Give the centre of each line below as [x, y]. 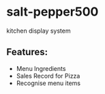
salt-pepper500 [52, 12]
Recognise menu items [48, 83]
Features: [27, 52]
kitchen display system [39, 31]
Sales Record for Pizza [48, 76]
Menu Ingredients [41, 68]
